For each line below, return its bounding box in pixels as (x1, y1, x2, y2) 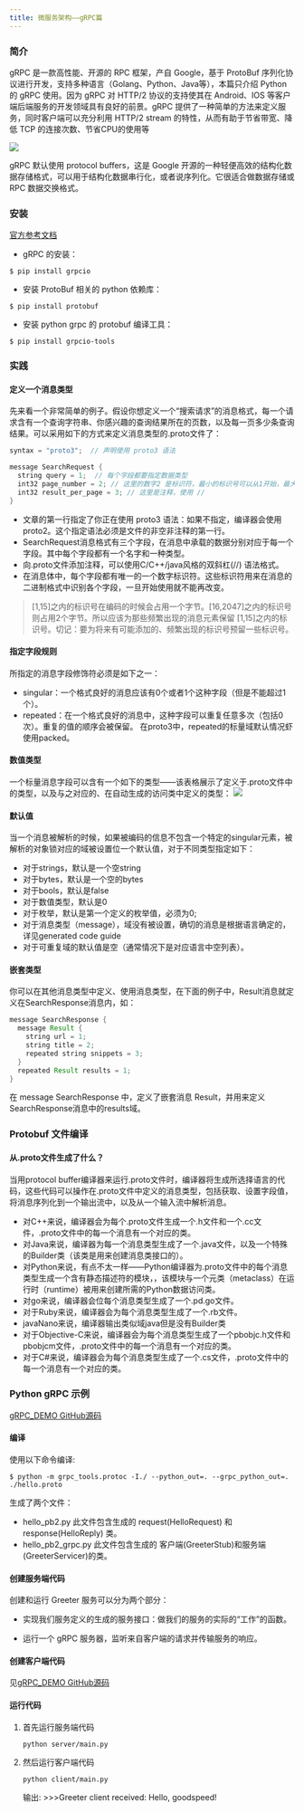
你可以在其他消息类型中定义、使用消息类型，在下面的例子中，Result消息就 (9, 986, 287, 997)
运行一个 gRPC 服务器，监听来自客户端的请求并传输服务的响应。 (22, 1633, 262, 1644)
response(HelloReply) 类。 (22, 1528, 122, 1539)
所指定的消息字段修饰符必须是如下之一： (9, 667, 160, 679)
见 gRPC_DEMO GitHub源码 (9, 1677, 110, 1688)
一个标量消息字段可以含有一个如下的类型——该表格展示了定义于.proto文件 (9, 777, 285, 787)
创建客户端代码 (9, 1655, 65, 1666)
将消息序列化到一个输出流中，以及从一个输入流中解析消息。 (9, 1197, 232, 1207)
